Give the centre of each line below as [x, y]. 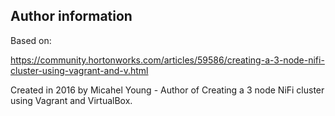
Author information [71, 16]
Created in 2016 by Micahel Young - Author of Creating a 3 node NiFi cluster [167, 90]
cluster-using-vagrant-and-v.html [79, 70]
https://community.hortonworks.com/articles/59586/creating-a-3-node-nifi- [167, 60]
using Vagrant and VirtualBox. [71, 100]
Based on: [31, 40]
